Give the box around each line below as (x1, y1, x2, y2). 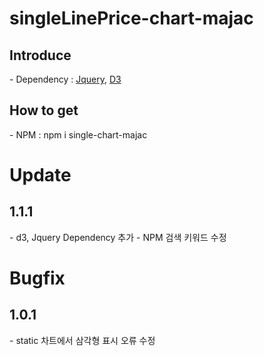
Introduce (9, 47, 72, 64)
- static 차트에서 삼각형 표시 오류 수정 (9, 334, 156, 346)
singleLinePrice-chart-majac (9, 7, 254, 30)
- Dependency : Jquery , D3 (9, 73, 122, 85)
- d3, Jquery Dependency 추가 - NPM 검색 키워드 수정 (9, 231, 227, 243)
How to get (9, 102, 79, 119)
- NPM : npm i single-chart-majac (9, 128, 148, 141)
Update (9, 164, 72, 186)
